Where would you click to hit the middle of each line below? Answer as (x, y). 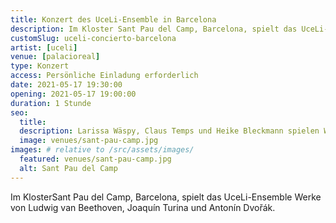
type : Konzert (40, 66)
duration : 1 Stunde (51, 103)
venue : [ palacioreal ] (55, 57)
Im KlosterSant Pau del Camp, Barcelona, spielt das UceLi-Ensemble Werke (166, 197)
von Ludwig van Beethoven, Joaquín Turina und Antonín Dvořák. (143, 207)
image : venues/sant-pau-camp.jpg (89, 141)
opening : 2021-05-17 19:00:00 (73, 94)
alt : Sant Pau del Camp (68, 168)
